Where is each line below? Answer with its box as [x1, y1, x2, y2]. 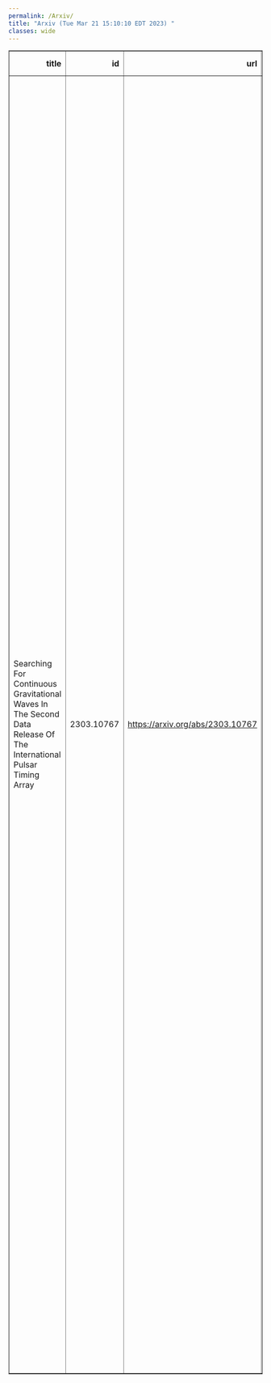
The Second [13, 708, 60, 720]
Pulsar [13, 759, 38, 771]
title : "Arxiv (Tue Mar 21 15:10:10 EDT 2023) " [8, 19, 175, 27]
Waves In [13, 699, 48, 710]
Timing [13, 769, 40, 780]
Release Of [13, 729, 55, 740]
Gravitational [13, 688, 62, 700]
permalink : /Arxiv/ [8, 11, 74, 20]
